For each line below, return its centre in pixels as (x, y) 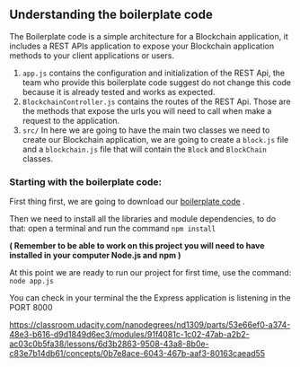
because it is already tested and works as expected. (119, 92)
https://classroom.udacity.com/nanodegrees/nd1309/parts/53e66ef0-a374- (150, 325)
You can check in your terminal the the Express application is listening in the (150, 298)
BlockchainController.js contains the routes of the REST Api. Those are (156, 101)
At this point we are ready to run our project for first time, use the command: (150, 273)
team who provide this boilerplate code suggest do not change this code (157, 82)
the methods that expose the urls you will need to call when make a (147, 110)
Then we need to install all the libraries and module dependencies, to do (143, 219)
